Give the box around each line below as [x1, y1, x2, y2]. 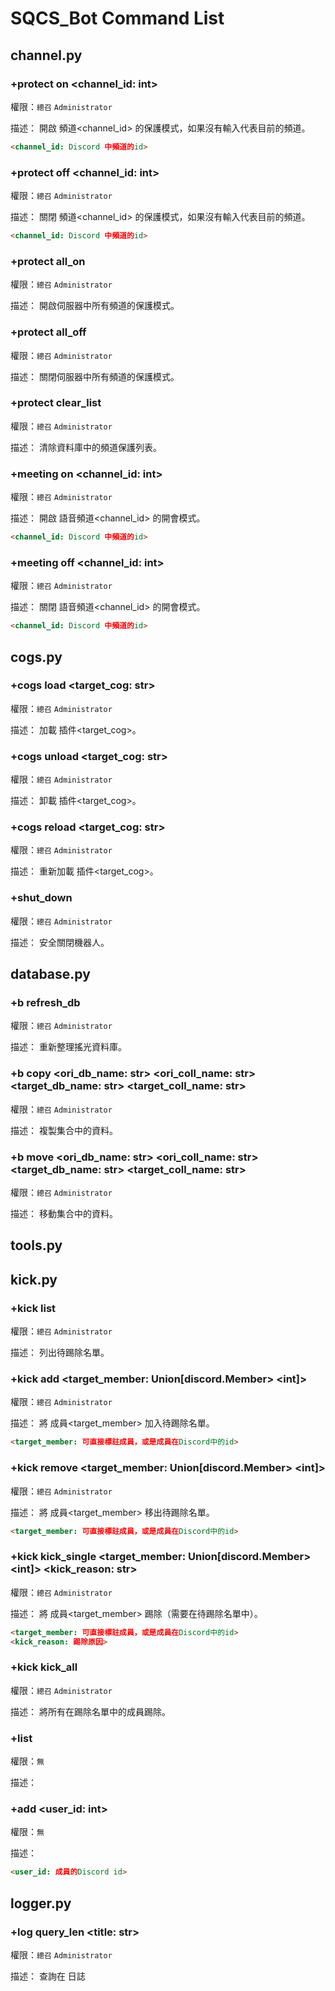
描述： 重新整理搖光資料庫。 [10, 1041, 127, 1053]
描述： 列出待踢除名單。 [10, 1347, 110, 1359]
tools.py [10, 1237, 63, 1254]
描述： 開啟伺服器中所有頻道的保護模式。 [10, 300, 180, 312]
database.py [10, 966, 91, 983]
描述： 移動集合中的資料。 [10, 1208, 118, 1220]
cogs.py [10, 648, 63, 666]
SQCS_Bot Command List [10, 7, 225, 30]
